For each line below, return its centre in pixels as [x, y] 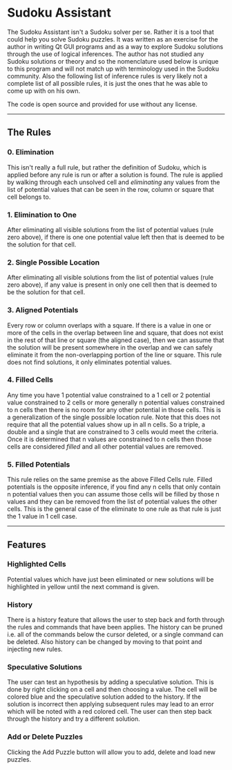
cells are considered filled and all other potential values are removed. [105, 446]
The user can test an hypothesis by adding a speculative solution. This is [110, 682]
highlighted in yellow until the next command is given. [84, 587]
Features [27, 545]
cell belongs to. [29, 197]
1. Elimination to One [42, 215]
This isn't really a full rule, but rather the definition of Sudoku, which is [107, 167]
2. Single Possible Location [54, 262]
